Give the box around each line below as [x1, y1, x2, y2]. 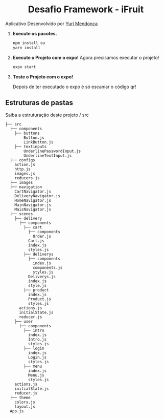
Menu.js [28, 373, 44, 378]
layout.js [14, 404, 36, 409]
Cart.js [28, 238, 44, 244]
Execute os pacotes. [12, 30, 57, 36]
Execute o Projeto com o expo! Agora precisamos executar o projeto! [12, 54, 159, 60]
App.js [10, 409, 24, 414]
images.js [14, 171, 36, 176]
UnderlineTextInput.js [24, 153, 72, 158]
